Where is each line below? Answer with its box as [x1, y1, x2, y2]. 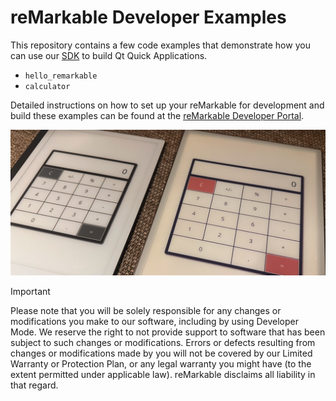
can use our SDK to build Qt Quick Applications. [10, 49, 208, 61]
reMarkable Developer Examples [10, 6, 287, 29]
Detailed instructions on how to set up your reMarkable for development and [10, 99, 325, 111]
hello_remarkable [24, 71, 98, 81]
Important [10, 286, 51, 298]
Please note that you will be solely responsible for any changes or [10, 305, 282, 317]
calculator [24, 81, 71, 91]
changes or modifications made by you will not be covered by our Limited [10, 347, 313, 360]
